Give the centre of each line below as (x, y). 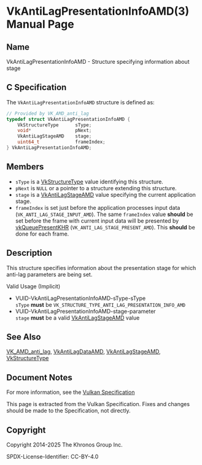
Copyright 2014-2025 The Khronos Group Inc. (64, 445)
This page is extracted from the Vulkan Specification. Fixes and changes (98, 404)
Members (25, 167)
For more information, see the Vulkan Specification (71, 392)
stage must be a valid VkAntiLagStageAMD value (77, 318)
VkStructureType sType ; (55, 125)
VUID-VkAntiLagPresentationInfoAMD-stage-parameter (85, 311)
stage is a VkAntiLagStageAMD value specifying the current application (106, 194)
